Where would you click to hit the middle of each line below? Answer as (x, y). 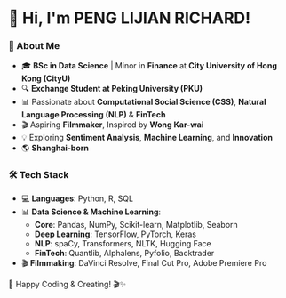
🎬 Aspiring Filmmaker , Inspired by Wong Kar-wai (112, 125)
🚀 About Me (34, 46)
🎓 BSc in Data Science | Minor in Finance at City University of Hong (149, 66)
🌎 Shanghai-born (55, 148)
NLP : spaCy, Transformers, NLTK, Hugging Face (123, 243)
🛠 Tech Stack (39, 175)
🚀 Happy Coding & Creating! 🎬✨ (67, 284)
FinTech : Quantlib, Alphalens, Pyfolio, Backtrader (124, 253)
